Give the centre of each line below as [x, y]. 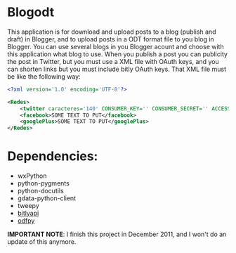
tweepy [28, 206]
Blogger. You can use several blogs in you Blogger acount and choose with [116, 46]
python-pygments [44, 183]
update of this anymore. [42, 242]
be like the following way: [44, 76]
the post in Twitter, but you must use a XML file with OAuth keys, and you [113, 61]
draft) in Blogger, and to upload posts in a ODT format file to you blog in [111, 39]
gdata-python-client [46, 198]
